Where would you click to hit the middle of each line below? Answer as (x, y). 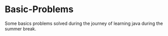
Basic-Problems (39, 9)
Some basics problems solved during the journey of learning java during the (84, 23)
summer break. (20, 28)
